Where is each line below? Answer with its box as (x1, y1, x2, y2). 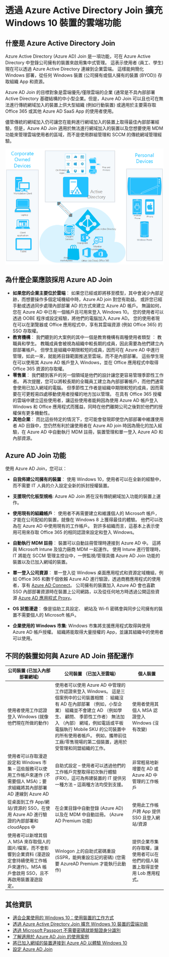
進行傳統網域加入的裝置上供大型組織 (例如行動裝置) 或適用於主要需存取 (9, 102, 157, 108)
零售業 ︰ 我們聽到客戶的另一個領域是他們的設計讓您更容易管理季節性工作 (12, 372, 164, 378)
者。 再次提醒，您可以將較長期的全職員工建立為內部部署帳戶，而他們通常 (12, 378, 164, 384)
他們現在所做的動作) (7, 720, 49, 726)
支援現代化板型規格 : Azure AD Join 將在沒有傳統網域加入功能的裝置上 (12, 493, 157, 499)
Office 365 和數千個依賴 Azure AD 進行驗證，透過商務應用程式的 (18, 576, 152, 582)
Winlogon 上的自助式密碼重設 (55, 848, 116, 854)
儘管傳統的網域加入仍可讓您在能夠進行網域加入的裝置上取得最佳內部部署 (5, 119, 155, 125)
